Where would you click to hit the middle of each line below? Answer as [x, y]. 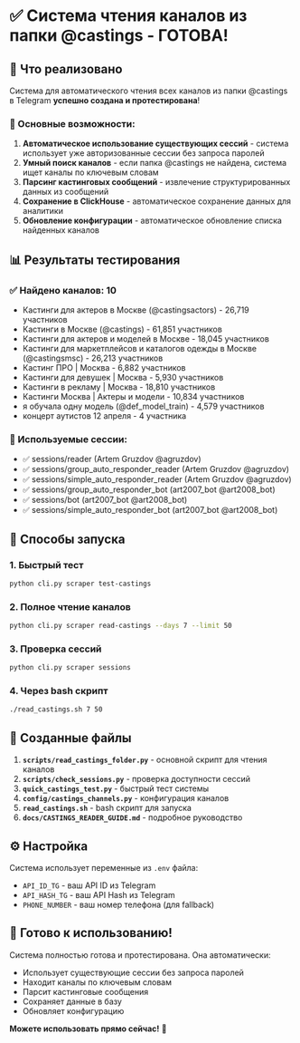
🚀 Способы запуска [67, 539]
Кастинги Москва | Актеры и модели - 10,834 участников [133, 396]
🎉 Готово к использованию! [91, 933]
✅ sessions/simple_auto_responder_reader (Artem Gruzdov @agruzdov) [157, 479]
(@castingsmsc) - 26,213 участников [93, 358]
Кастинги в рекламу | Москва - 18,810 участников [119, 387]
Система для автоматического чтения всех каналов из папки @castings [149, 91]
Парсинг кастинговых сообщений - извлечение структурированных [156, 182]
